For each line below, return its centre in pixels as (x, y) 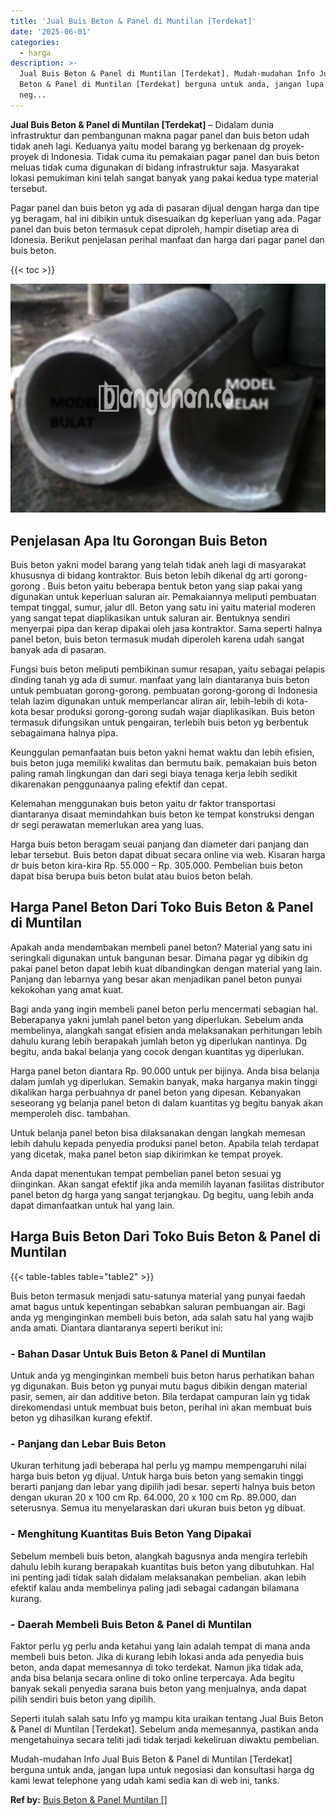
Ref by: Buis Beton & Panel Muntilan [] (89, 1799)
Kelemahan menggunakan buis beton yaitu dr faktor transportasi (143, 804)
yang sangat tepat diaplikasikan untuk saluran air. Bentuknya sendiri (150, 618)
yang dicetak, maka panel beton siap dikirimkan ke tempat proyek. (147, 1154)
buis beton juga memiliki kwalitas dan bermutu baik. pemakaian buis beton (163, 763)
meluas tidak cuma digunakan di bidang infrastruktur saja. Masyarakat (155, 167)
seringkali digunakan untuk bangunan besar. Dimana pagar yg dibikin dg (159, 957)
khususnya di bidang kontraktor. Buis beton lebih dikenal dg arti (141, 576)
